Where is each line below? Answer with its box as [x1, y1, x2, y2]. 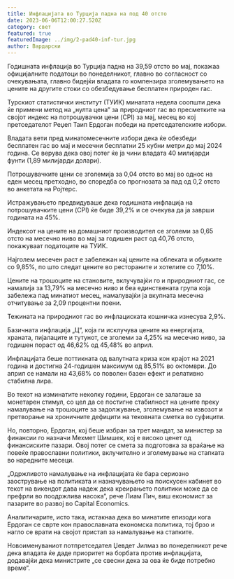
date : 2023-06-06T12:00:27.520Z [7, 17, 101, 24]
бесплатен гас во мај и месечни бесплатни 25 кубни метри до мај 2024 [7, 142, 222, 149]
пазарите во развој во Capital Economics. [7, 499, 131, 508]
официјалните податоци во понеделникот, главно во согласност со [7, 69, 207, 78]
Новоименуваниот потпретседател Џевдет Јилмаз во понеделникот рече [7, 541, 228, 550]
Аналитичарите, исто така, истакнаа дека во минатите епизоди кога [7, 513, 212, 521]
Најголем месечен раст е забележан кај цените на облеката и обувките [7, 255, 222, 264]
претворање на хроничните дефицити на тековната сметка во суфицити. [7, 413, 226, 421]
